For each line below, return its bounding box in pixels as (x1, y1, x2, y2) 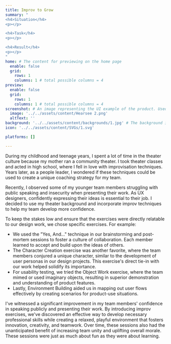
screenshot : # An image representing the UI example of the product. (5, 106, 156, 111)
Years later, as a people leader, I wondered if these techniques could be (5, 169, 156, 175)
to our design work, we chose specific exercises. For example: (5, 221, 136, 227)
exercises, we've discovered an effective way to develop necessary (5, 311, 147, 317)
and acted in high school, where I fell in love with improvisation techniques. (5, 163, 163, 169)
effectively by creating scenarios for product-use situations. (12, 291, 139, 297)
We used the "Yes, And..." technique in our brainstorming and (12, 231, 141, 237)
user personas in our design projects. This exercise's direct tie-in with (12, 258, 159, 264)
